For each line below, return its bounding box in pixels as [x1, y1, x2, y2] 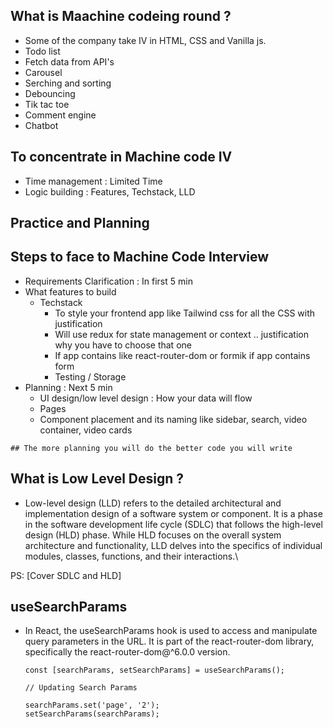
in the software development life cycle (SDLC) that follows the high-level [24, 518, 323, 530]
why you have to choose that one [54, 339, 192, 351]
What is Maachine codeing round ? [10, 8, 232, 25]
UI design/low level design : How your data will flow [39, 392, 253, 404]
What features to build [24, 285, 117, 298]
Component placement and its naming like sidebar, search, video [39, 413, 308, 425]
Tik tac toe [24, 98, 70, 110]
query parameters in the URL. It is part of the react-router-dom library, [24, 635, 315, 648]
